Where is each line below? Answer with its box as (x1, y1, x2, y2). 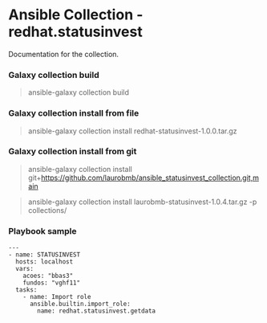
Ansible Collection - (8, 6, 144, 24)
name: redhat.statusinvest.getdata (37, 307, 156, 315)
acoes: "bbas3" (22, 272, 74, 280)
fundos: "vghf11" (22, 279, 81, 287)
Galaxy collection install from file (8, 108, 140, 119)
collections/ (27, 205, 67, 215)
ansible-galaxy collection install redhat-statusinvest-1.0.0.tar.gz (27, 126, 238, 136)
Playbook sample (8, 225, 77, 236)
